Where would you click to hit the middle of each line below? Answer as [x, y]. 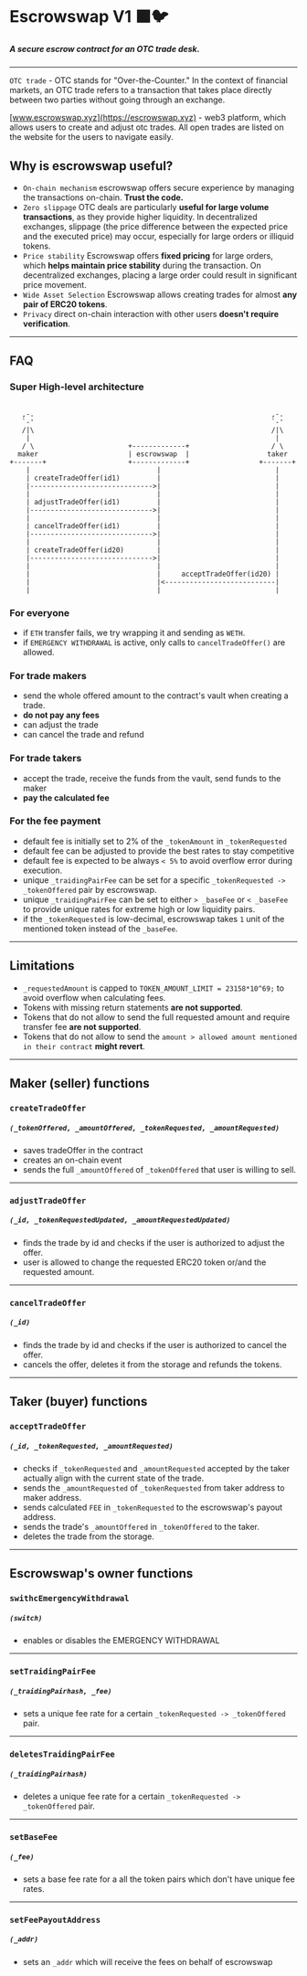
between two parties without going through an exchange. [117, 100]
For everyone [40, 612]
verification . [47, 324]
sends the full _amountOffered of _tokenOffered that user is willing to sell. [159, 1169]
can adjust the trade [60, 725]
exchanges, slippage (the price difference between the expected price [155, 226]
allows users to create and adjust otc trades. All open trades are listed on [147, 127]
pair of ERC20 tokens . [65, 304]
